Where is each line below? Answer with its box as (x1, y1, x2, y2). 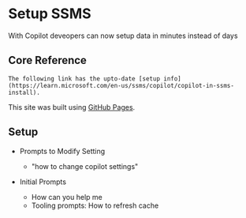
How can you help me (31, 192, 102, 201)
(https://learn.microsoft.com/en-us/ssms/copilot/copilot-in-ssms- (8, 81, 235, 89)
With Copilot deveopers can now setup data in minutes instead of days (8, 31, 238, 40)
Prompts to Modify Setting (19, 146, 106, 156)
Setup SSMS (8, 5, 92, 23)
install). (8, 88, 41, 96)
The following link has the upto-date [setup (8, 74, 160, 83)
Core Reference (8, 54, 87, 67)
